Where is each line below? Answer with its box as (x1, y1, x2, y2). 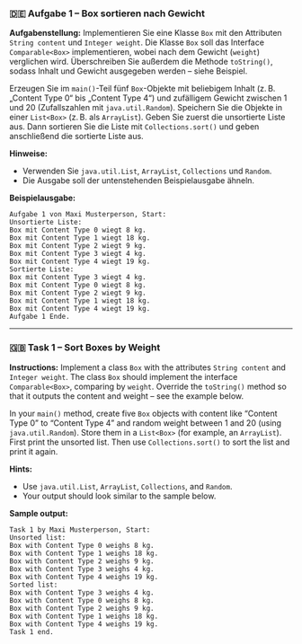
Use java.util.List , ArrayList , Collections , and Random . (22, 481, 233, 491)
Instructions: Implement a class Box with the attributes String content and (9, 362, 286, 373)
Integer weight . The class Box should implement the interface (9, 371, 238, 382)
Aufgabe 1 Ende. (9, 313, 70, 322)
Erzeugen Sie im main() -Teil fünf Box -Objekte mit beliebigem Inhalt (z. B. (9, 84, 276, 94)
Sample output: (9, 507, 69, 518)
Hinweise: (9, 148, 48, 159)
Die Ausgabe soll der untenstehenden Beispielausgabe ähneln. (22, 175, 254, 186)
